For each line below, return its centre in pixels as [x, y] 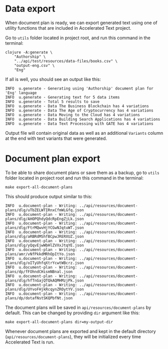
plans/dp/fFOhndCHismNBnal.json [39, 272]
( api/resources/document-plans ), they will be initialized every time [73, 336]
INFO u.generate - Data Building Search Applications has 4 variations [83, 119]
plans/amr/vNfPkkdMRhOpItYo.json [40, 254]
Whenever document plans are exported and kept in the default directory [81, 331]
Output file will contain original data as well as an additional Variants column [84, 133]
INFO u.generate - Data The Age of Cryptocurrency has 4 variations [79, 110]
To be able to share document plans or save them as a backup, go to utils [82, 172]
